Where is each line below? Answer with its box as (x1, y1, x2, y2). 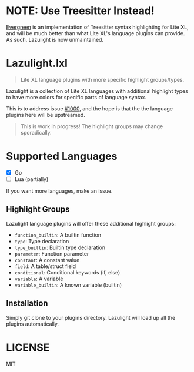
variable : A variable (14, 275, 63, 282)
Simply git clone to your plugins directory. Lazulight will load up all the (6, 314, 176, 321)
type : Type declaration (14, 237, 69, 244)
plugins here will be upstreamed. (6, 111, 85, 118)
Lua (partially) (14, 175, 49, 183)
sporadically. (20, 129, 52, 136)
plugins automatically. (6, 320, 59, 327)
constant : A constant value (14, 256, 80, 263)
